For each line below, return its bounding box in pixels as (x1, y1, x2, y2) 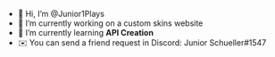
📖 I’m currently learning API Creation (17, 28, 154, 37)
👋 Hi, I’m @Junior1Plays (17, 9, 105, 19)
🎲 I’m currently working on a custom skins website (17, 18, 204, 28)
